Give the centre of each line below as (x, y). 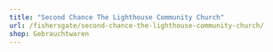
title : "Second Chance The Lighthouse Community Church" (117, 17)
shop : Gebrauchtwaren (49, 33)
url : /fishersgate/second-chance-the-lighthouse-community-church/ (137, 26)
